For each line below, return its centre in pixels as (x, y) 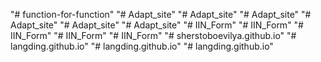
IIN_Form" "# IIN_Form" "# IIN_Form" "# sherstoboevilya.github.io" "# (153, 35)
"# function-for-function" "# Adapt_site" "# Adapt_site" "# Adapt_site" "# (161, 14)
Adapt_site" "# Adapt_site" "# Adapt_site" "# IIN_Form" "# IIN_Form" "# (157, 25)
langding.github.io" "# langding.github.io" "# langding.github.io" (142, 46)
